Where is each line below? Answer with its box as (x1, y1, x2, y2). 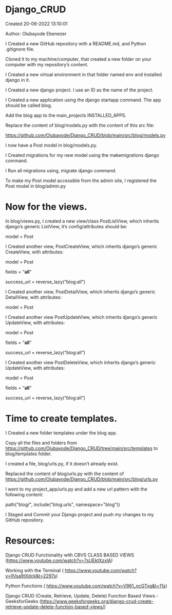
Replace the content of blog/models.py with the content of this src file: (5, 122, 155, 128)
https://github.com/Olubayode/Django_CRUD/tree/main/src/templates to (5, 445, 158, 451)
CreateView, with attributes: (5, 248, 64, 255)
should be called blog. (5, 102, 52, 108)
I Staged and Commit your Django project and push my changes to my (5, 511, 154, 517)
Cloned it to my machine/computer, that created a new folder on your (5, 56, 151, 62)
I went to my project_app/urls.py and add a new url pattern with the (5, 486, 147, 492)
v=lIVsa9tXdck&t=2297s (5, 572, 56, 579)
